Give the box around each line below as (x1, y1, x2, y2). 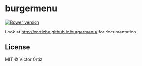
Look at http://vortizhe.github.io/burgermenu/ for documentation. (5, 29, 138, 34)
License (5, 43, 30, 52)
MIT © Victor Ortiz (5, 56, 43, 62)
